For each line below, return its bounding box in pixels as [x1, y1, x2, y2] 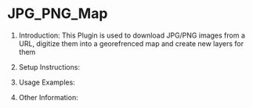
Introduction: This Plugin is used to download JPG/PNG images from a [18, 31, 246, 40]
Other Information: [18, 92, 79, 102]
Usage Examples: [18, 77, 75, 87]
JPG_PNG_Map [7, 5, 108, 23]
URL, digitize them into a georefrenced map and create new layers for [18, 38, 244, 48]
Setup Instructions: [18, 62, 80, 71]
